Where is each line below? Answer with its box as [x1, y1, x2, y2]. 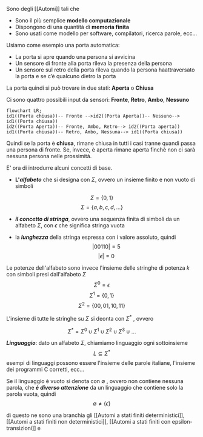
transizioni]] [6, 424, 36, 432]
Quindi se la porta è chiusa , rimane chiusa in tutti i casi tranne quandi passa [6, 139, 196, 147]
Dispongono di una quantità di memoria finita [15, 24, 129, 30]
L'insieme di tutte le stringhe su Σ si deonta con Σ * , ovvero [6, 313, 154, 322]
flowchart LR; [6, 108, 42, 114]
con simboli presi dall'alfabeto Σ [6, 271, 87, 278]
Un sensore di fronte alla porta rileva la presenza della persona [15, 60, 173, 67]
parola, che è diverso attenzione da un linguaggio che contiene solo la [6, 384, 184, 391]
